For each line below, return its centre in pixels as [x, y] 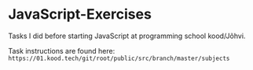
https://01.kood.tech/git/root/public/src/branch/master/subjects [119, 58]
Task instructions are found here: [62, 51]
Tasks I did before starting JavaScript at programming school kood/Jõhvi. [127, 36]
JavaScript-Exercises [80, 14]
